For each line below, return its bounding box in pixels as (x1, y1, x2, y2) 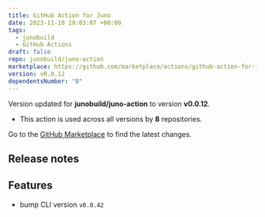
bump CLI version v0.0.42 (19, 200, 104, 209)
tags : (8, 26, 26, 34)
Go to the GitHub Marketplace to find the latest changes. (8, 129, 192, 138)
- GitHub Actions (15, 41, 73, 49)
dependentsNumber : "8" (8, 77, 83, 85)
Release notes (8, 152, 80, 165)
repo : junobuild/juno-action (8, 56, 104, 64)
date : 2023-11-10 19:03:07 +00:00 (8, 19, 122, 27)
